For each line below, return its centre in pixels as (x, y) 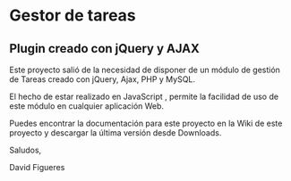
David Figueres (37, 167)
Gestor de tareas (73, 16)
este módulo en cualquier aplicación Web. (86, 106)
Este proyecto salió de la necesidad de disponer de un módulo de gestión (145, 70)
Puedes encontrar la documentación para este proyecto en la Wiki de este (146, 123)
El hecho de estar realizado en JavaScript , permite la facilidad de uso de (144, 96)
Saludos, (26, 150)
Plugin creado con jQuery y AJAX (104, 49)
